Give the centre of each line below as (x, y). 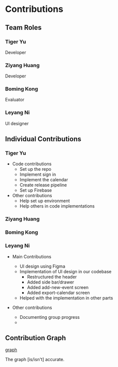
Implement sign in (38, 174)
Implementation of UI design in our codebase (66, 271)
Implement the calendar (44, 180)
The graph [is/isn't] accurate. (35, 360)
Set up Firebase (36, 190)
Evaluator (15, 100)
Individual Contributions (43, 139)
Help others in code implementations (57, 206)
